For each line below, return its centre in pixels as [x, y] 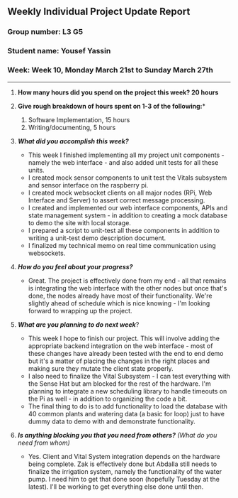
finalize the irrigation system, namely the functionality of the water [125, 471]
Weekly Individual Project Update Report [99, 12]
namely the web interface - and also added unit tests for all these [123, 162]
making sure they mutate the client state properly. [101, 368]
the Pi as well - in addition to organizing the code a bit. [108, 399]
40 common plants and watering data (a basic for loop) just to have [126, 413]
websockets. [47, 253]
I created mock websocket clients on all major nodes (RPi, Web [120, 193]
